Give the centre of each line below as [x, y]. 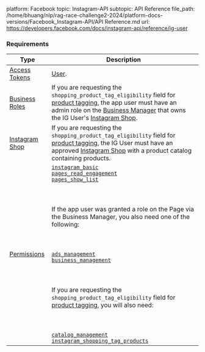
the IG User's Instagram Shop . [95, 118]
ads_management [74, 254]
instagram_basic [75, 167]
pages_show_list [75, 180]
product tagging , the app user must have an [114, 103]
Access [20, 70]
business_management [81, 260]
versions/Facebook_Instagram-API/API [55, 22]
